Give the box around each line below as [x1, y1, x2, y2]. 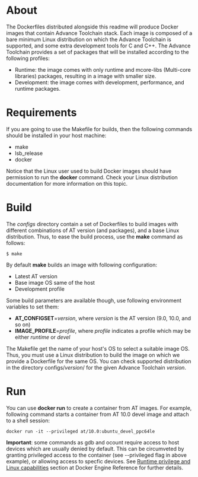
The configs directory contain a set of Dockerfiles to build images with [6, 220, 178, 227]
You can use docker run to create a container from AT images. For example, [6, 404, 192, 411]
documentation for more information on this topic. [6, 180, 128, 187]
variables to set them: [6, 303, 59, 310]
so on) [14, 321, 31, 328]
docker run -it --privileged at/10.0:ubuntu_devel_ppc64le [6, 428, 155, 434]
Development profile [14, 285, 65, 292]
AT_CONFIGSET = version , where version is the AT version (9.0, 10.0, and [14, 314, 191, 322]
